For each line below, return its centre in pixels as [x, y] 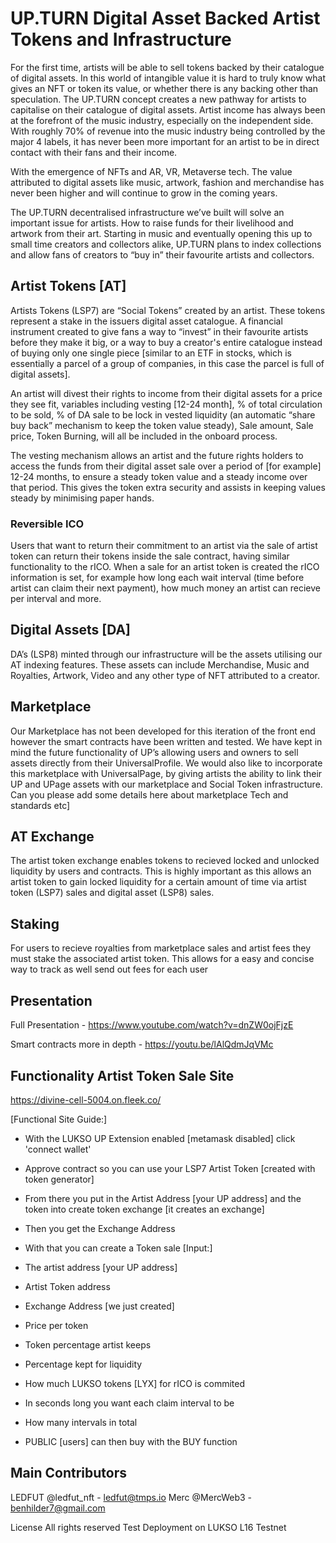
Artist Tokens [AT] [68, 286]
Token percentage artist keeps [88, 1344]
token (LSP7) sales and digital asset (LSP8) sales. [112, 893]
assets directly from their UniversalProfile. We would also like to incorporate [166, 763]
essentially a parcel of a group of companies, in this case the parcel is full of [167, 363]
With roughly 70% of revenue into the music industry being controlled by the [168, 131]
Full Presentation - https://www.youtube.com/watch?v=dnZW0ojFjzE [152, 1025]
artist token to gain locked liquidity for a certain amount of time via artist [158, 882]
